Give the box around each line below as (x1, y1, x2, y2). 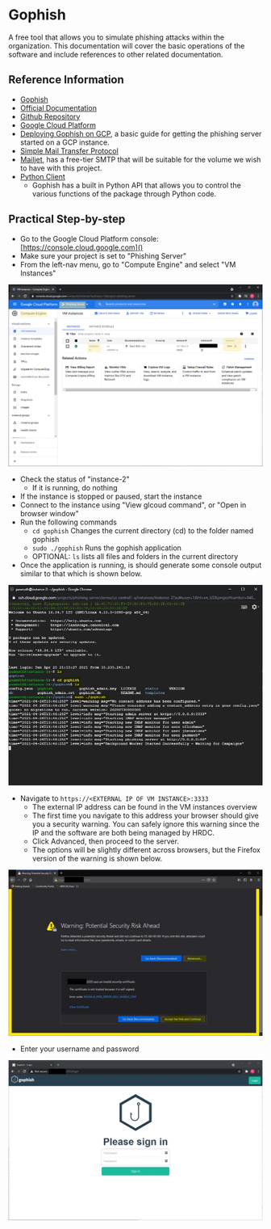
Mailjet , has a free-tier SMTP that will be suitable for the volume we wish (19, 154, 261, 164)
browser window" (19, 509, 79, 519)
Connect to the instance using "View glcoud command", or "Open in (19, 500, 247, 510)
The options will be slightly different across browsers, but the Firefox (31, 845, 261, 855)
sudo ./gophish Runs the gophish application (31, 543, 181, 553)
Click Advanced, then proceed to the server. (31, 836, 180, 846)
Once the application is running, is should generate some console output (19, 560, 262, 570)
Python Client (19, 171, 66, 181)
